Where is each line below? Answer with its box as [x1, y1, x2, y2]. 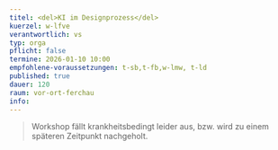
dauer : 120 [9, 80, 50, 89]
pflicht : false [9, 47, 67, 56]
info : [9, 96, 30, 106]
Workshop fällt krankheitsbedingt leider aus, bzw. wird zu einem [31, 121, 270, 132]
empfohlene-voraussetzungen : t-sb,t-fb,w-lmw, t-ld [9, 64, 207, 73]
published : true [9, 72, 70, 81]
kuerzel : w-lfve [9, 22, 70, 31]
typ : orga [9, 38, 47, 48]
